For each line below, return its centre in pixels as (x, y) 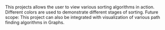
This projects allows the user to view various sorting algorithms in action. (80, 7)
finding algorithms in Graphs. (35, 22)
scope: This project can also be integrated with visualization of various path (83, 17)
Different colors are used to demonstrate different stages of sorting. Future (82, 12)
